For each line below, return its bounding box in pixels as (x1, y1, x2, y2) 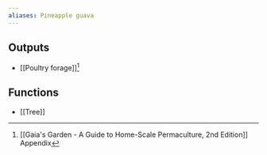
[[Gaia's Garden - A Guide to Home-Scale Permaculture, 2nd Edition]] (19, 130, 249, 139)
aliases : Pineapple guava (8, 11, 94, 20)
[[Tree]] (19, 107, 45, 116)
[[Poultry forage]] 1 (19, 62, 79, 73)
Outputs (8, 41, 50, 55)
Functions (8, 86, 60, 100)
